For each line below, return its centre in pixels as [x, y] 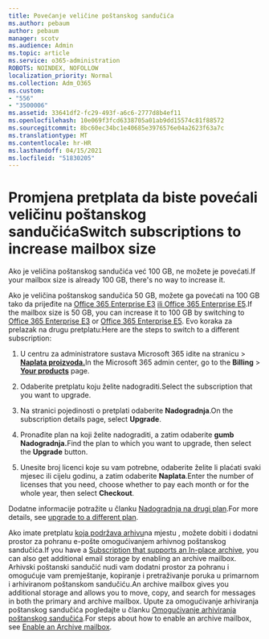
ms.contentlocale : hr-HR [50, 143]
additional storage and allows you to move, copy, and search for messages [132, 593]
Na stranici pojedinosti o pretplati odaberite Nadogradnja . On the [126, 410]
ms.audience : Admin [41, 46]
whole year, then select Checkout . [77, 493]
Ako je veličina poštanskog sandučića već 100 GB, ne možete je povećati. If [132, 271]
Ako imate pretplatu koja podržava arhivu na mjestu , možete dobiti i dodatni [133, 533]
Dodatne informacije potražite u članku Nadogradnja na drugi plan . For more [133, 509]
